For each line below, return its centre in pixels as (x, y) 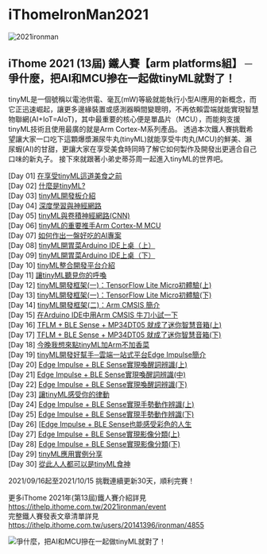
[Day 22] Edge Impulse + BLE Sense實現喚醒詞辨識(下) (98, 384)
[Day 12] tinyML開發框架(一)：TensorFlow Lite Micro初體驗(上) (110, 285)
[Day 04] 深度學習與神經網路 (55, 205)
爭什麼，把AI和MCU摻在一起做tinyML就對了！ (122, 78)
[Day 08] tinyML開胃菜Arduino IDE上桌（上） (82, 245)
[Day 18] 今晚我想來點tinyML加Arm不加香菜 (79, 344)
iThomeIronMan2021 (79, 15)
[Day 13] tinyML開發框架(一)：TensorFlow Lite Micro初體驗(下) (110, 295)
